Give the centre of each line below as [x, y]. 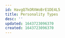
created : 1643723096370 [30, 28]
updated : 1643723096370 [30, 23]
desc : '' [14, 19]
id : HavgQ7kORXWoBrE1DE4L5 [33, 10]
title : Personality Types [32, 14]
